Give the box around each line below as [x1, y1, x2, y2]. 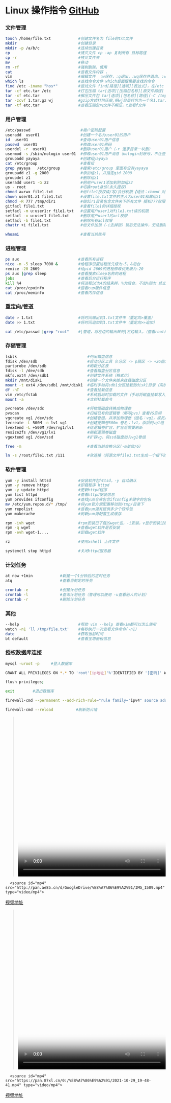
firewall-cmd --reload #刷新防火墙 [5, 707, 98, 713]
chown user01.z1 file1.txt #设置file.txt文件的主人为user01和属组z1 [5, 194, 161, 199]
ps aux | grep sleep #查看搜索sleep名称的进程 [5, 271, 126, 277]
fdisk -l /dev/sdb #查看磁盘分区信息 [5, 369, 121, 374]
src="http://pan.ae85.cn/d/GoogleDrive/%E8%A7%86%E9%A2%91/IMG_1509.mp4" [5, 885, 165, 890]
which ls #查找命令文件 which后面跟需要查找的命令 [5, 79, 155, 84]
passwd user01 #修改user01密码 [5, 142, 112, 147]
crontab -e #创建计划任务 [5, 587, 85, 593]
